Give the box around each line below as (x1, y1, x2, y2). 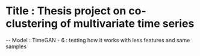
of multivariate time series (60, 17, 195, 30)
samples (5, 43, 27, 50)
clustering (5, 17, 58, 30)
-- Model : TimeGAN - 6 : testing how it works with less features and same (5, 36, 190, 43)
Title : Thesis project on (5, 4, 127, 18)
